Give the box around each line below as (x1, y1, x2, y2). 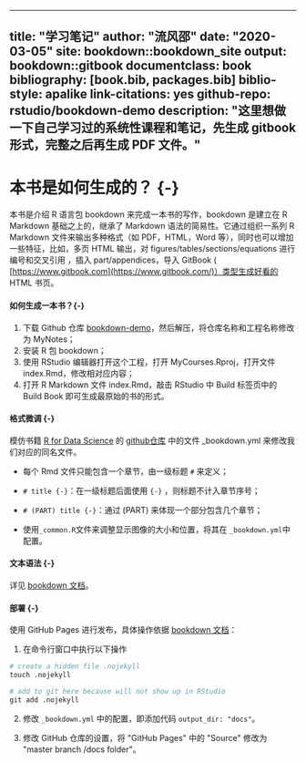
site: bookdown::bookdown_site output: (56, 44, 287, 59)
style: (9, 87, 43, 102)
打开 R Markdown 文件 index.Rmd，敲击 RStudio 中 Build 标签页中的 (22, 379, 278, 390)
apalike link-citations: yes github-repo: (45, 87, 271, 102)
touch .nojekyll (9, 671, 71, 680)
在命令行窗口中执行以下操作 (22, 644, 127, 655)
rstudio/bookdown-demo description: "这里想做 (9, 103, 287, 119)
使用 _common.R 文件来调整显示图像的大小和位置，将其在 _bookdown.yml (22, 523, 283, 534)
